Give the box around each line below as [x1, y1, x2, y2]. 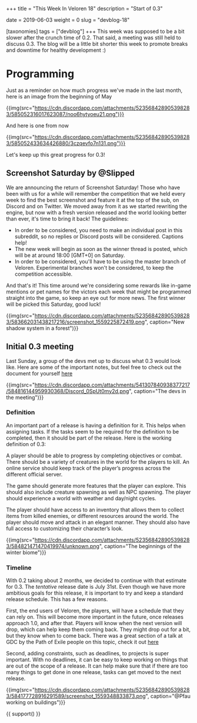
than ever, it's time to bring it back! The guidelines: [6, 215, 129, 222]
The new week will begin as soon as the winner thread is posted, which [14, 245, 188, 252]
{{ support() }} [6, 710, 41, 718]
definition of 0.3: [6, 440, 46, 447]
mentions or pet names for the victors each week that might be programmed [6, 288, 191, 295]
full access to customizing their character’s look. [6, 524, 123, 532]
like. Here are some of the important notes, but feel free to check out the [6, 364, 182, 371]
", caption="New [144, 318, 185, 325]
